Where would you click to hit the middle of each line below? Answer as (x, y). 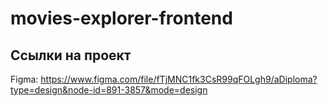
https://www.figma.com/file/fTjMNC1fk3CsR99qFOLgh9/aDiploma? (179, 79)
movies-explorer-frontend (121, 18)
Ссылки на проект (71, 55)
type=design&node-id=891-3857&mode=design (109, 90)
